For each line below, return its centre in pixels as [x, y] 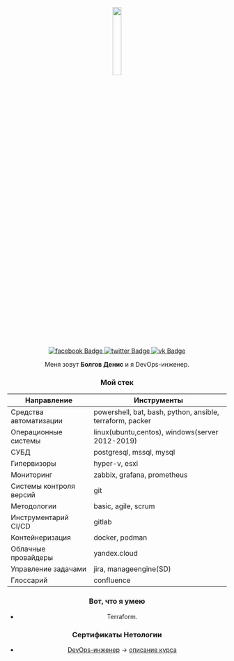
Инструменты [158, 400]
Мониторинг [32, 475]
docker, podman [120, 538]
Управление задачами [49, 569]
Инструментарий [40, 517]
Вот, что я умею [117, 601]
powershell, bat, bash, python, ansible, [156, 412]
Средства [27, 412]
